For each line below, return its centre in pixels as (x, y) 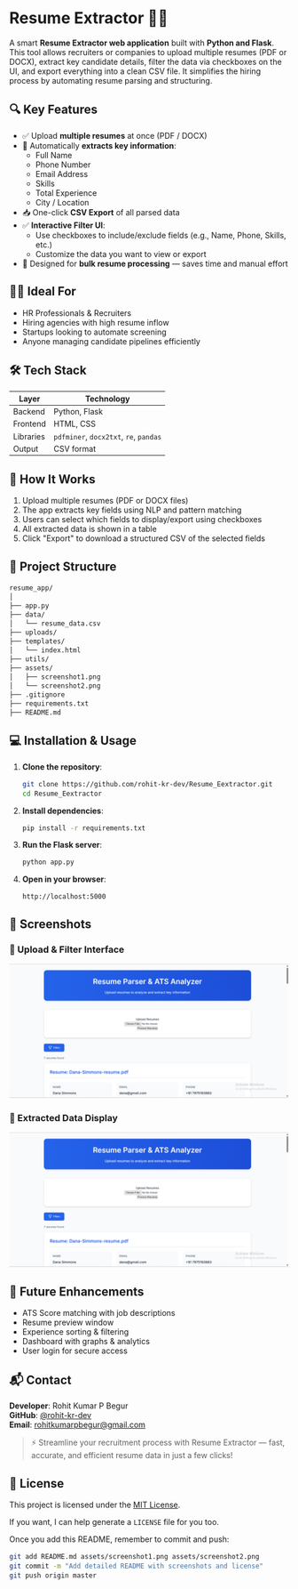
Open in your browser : (64, 879)
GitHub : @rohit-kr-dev (50, 1416)
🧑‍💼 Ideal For (43, 291)
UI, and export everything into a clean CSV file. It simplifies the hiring (135, 71)
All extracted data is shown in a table (89, 529)
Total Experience (66, 193)
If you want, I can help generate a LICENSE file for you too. (114, 1522)
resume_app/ (31, 588)
